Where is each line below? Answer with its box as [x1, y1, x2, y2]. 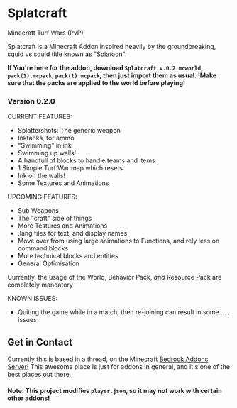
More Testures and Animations [17, 221, 108, 230]
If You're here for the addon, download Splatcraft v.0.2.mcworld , [7, 63, 204, 72]
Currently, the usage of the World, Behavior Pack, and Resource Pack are [7, 273, 222, 282]
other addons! [7, 394, 50, 402]
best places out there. [7, 370, 72, 379]
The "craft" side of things [17, 214, 92, 223]
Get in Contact [7, 336, 73, 348]
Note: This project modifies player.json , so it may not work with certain [7, 386, 222, 395]
